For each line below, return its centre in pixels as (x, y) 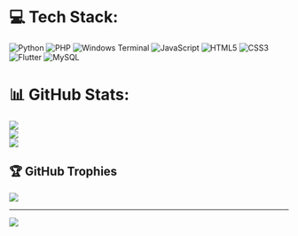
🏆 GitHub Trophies (63, 172)
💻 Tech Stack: (64, 17)
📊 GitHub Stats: (70, 95)
